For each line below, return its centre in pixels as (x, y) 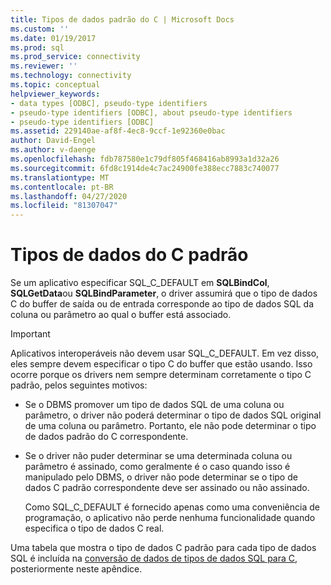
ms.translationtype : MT (60, 177)
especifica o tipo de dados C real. (94, 528)
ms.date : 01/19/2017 (53, 38)
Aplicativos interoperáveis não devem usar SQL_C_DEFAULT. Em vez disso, (165, 353)
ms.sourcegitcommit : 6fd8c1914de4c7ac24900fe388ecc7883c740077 (145, 168)
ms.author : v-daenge (53, 150)
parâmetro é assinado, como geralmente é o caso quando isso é (157, 467)
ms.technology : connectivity (71, 76)
